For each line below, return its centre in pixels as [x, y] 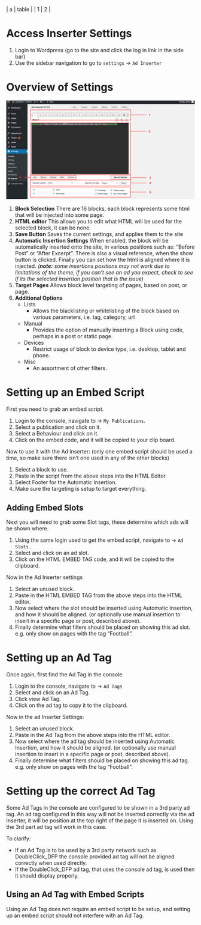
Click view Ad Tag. [38, 699]
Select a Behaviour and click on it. [57, 434]
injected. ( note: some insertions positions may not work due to [92, 266]
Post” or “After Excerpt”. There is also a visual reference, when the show [104, 253]
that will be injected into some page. [60, 215]
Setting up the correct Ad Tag [81, 791]
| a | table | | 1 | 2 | [28, 9]
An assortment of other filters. [70, 368]
